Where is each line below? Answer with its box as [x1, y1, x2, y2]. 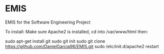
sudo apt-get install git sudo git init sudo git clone [5, 38, 106, 44]
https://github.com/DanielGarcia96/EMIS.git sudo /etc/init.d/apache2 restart [5, 43, 159, 49]
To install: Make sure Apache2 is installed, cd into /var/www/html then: [5, 28, 148, 34]
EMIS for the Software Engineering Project [5, 19, 91, 25]
